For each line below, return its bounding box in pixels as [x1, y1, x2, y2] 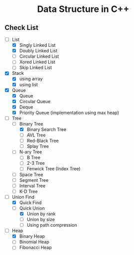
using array [19, 76, 43, 82]
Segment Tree [19, 177, 49, 183]
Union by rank [26, 211, 56, 217]
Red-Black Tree [26, 138, 59, 144]
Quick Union [19, 205, 45, 211]
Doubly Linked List [19, 48, 58, 54]
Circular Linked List [19, 53, 59, 59]
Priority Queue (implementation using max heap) [19, 110, 119, 116]
